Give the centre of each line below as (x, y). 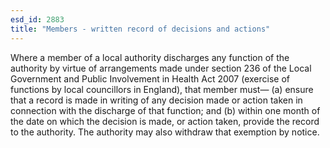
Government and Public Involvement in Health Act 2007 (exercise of (150, 78)
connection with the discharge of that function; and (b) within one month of (165, 110)
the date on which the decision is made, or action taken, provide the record (165, 121)
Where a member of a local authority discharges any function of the (150, 57)
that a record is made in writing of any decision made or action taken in (156, 100)
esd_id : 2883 (37, 19)
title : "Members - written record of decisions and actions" (140, 29)
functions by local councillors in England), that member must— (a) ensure (162, 89)
